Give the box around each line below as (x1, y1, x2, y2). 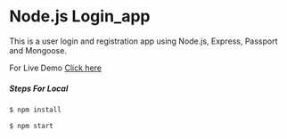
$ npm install (9, 105, 62, 114)
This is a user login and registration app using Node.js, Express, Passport (9, 36, 278, 46)
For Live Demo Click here (9, 62, 102, 73)
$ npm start (9, 121, 53, 130)
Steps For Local (9, 83, 69, 94)
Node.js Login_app (9, 6, 151, 27)
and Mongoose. (9, 45, 67, 55)
